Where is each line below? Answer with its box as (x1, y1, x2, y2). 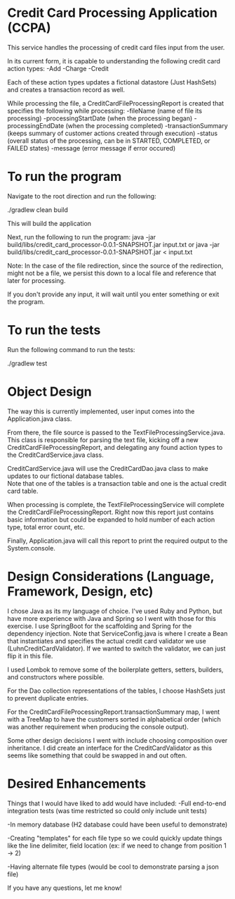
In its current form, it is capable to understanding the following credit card (7, 56, 221, 65)
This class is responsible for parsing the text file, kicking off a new (7, 435, 199, 444)
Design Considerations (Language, (7, 568, 215, 584)
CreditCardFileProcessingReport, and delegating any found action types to (7, 443, 223, 451)
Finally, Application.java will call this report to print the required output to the (7, 536, 228, 545)
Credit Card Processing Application (7, 5, 217, 21)
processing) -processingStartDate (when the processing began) (7, 114, 193, 122)
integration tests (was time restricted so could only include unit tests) (7, 806, 208, 815)
